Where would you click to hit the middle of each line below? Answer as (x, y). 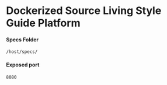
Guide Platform (43, 23)
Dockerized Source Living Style (84, 11)
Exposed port (23, 65)
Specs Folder (22, 40)
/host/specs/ (22, 52)
